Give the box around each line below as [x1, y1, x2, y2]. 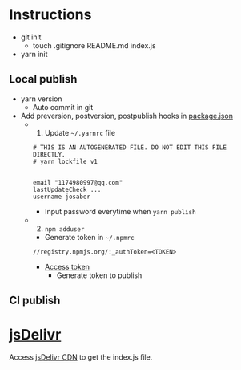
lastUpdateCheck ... [32, 185, 102, 193]
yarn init [20, 49, 48, 59]
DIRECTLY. [32, 150, 66, 158]
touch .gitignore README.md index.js [32, 40, 156, 50]
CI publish [9, 294, 61, 307]
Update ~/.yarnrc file [44, 128, 115, 137]
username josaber [32, 193, 91, 201]
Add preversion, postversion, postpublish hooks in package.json [20, 111, 233, 120]
